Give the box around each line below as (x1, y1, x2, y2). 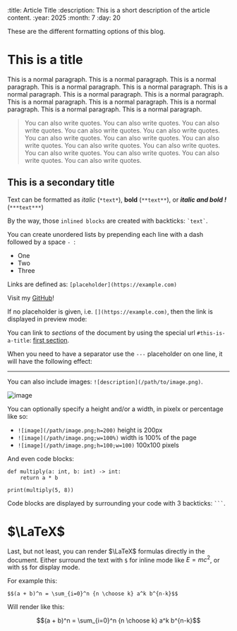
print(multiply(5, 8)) (7, 486, 74, 494)
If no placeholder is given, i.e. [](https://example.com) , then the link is (7, 307, 214, 316)
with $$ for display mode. (7, 563, 80, 572)
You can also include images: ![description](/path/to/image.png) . (7, 377, 203, 386)
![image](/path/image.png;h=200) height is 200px (17, 426, 163, 434)
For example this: (7, 577, 58, 585)
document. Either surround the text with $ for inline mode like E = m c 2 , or (7, 554, 220, 564)
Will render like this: (7, 603, 65, 611)
